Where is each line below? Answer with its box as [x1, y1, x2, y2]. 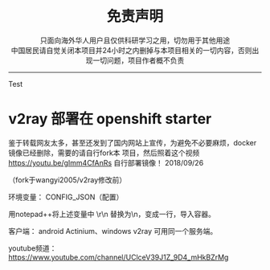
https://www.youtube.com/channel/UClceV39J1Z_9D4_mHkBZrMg [8, 252, 229, 262]
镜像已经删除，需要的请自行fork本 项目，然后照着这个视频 [8, 148, 200, 157]
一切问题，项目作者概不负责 [92, 55, 185, 65]
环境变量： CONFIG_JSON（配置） [8, 192, 124, 202]
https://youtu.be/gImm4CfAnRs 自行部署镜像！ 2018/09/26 [8, 157, 204, 167]
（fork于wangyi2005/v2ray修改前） [8, 174, 127, 185]
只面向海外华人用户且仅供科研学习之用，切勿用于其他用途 [39, 35, 231, 45]
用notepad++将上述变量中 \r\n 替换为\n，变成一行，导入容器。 [8, 209, 215, 219]
